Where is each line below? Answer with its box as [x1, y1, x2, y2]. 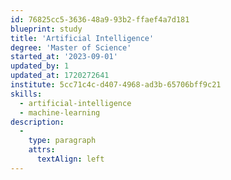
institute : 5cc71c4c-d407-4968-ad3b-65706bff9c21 [10, 80, 222, 90]
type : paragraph [28, 136, 97, 146]
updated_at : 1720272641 [10, 71, 110, 81]
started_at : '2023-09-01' [10, 52, 118, 62]
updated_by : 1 [10, 61, 70, 71]
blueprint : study [10, 24, 83, 34]
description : [10, 117, 65, 127]
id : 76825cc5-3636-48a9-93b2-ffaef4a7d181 [10, 14, 190, 25]
